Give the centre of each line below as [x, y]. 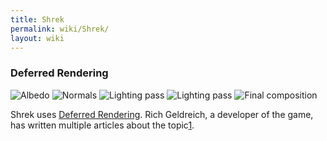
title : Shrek [37, 19]
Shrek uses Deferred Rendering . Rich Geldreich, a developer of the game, [162, 114]
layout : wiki [37, 38]
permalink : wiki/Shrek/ [60, 29]
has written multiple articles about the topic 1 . [102, 125]
